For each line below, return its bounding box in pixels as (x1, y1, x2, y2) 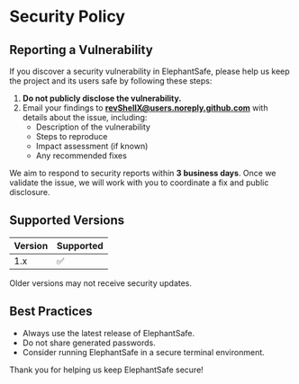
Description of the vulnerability (35, 121, 151, 132)
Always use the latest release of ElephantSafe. (22, 327, 195, 338)
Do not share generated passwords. (22, 337, 156, 348)
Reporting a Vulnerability (9, 42, 153, 58)
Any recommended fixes (35, 150, 128, 161)
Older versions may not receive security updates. (9, 277, 192, 289)
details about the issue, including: (22, 112, 148, 122)
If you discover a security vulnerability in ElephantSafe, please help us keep (9, 66, 290, 76)
